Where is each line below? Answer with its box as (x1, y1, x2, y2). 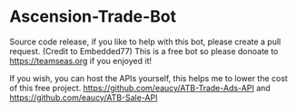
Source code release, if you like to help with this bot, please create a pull (9, 36, 282, 47)
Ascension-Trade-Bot (9, 6, 177, 27)
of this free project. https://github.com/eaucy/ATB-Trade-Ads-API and (9, 82, 271, 93)
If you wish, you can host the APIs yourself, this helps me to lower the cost (9, 72, 288, 83)
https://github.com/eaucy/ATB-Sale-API (9, 92, 158, 103)
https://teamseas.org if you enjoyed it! (9, 55, 153, 66)
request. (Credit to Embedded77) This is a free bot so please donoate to (9, 45, 279, 56)
